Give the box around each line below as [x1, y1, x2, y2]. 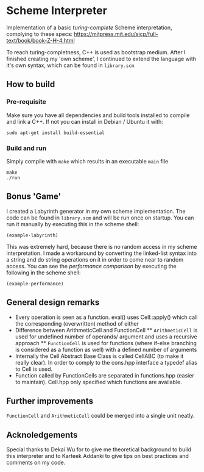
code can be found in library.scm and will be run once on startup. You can [6, 214, 194, 221]
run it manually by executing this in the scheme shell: [6, 220, 139, 227]
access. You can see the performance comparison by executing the [6, 262, 177, 270]
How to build [6, 79, 55, 90]
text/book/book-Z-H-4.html [6, 37, 75, 44]
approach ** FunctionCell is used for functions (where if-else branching [15, 339, 197, 346]
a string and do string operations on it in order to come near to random [6, 256, 184, 263]
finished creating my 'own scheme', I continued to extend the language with [6, 55, 197, 62]
